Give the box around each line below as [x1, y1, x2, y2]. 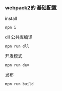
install [5, 16, 17, 21]
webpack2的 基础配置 [5, 4, 57, 11]
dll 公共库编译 [5, 34, 33, 40]
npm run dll [5, 44, 29, 49]
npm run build [5, 82, 34, 87]
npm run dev [5, 63, 29, 68]
